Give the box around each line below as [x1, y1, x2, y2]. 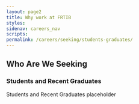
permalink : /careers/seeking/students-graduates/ [6, 37, 134, 43]
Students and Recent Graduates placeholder [6, 91, 116, 98]
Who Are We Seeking [6, 59, 88, 69]
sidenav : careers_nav [6, 25, 61, 32]
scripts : [6, 31, 28, 37]
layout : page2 [6, 8, 42, 15]
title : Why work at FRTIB [6, 14, 71, 20]
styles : [6, 20, 26, 26]
